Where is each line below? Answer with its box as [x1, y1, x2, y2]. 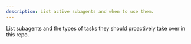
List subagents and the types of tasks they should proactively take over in [6, 25, 186, 32]
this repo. [6, 31, 29, 38]
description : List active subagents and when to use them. [6, 8, 154, 15]
